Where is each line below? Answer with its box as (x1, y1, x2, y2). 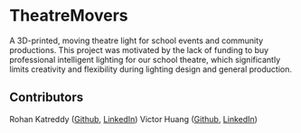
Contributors (9, 90, 84, 105)
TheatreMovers (9, 5, 128, 26)
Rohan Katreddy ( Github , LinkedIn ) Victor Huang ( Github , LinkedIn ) (9, 113, 258, 124)
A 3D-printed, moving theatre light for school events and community (9, 35, 264, 46)
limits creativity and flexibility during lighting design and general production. (9, 64, 292, 75)
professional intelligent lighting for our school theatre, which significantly (9, 54, 281, 65)
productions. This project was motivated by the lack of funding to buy (9, 44, 269, 55)
